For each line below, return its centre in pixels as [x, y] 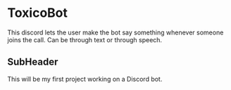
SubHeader [33, 62]
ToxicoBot [38, 13]
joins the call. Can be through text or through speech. [85, 39]
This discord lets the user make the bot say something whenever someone [115, 32]
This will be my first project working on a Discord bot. [85, 79]
